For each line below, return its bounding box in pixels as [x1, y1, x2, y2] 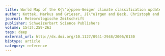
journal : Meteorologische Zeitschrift [5, 16, 84, 21]
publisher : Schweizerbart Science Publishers [5, 20, 100, 26]
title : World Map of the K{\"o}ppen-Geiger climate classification [5, 7, 146, 12]
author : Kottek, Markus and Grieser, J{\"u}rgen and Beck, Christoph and [5, 12, 160, 17]
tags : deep [5, 30, 27, 35]
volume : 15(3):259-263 [5, 25, 52, 30]
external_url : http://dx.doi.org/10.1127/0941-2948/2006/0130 [5, 35, 135, 39]
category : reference [5, 43, 48, 48]
